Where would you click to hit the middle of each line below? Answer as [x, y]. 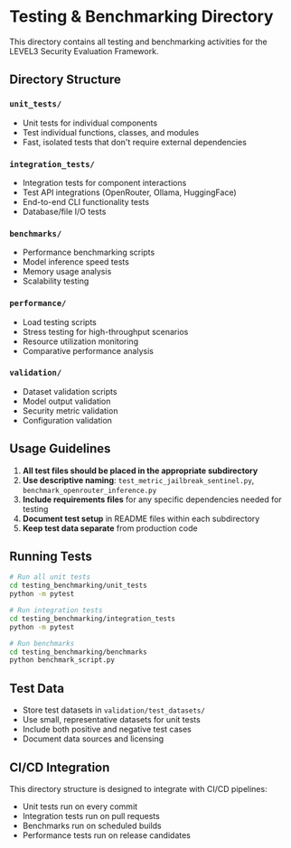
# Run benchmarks [42, 643]
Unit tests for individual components [90, 123]
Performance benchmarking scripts [89, 252]
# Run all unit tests [50, 577]
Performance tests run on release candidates [107, 835]
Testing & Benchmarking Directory [141, 17]
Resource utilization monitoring [80, 341]
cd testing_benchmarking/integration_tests [93, 619]
